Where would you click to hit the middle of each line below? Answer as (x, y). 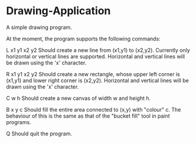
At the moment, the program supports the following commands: (83, 38)
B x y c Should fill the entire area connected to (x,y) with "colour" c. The (94, 109)
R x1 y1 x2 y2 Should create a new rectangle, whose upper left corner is (93, 74)
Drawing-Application (58, 11)
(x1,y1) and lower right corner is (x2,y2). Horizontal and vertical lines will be (97, 80)
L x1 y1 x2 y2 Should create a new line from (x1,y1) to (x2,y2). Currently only (98, 50)
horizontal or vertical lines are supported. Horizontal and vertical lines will (96, 56)
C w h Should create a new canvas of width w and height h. (79, 98)
